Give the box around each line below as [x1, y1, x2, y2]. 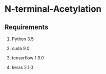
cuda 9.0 [11, 46, 30, 51]
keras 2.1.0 [11, 65, 34, 70]
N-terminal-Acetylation [4, 3, 102, 15]
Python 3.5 [11, 36, 34, 42]
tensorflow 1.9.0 [11, 55, 44, 61]
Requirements [4, 23, 48, 31]
